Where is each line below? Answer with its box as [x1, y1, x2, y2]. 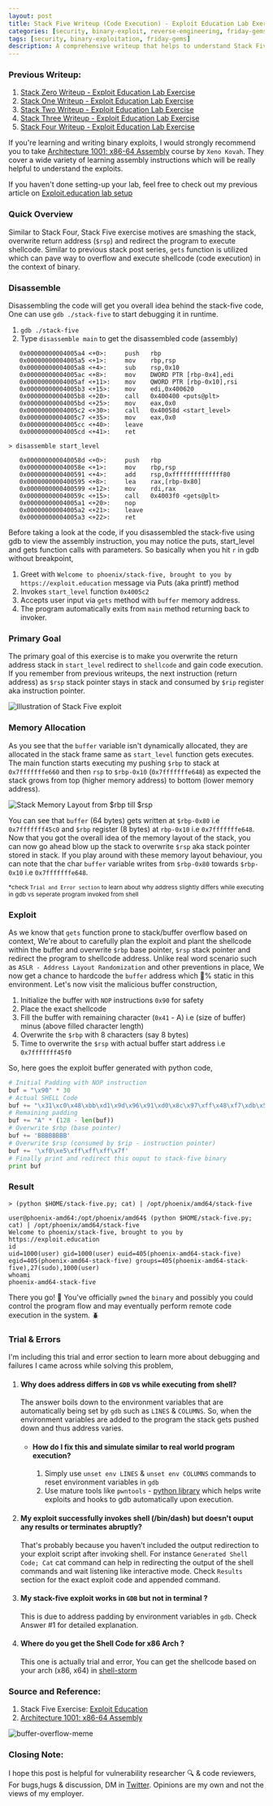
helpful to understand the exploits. [8, 164, 123, 173]
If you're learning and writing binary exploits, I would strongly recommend [8, 138, 256, 147]
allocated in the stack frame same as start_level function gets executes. [8, 749, 254, 759]
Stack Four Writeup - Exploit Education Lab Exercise [19, 122, 195, 132]
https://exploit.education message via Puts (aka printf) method [19, 578, 240, 588]
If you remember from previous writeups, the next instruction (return [8, 668, 237, 678]
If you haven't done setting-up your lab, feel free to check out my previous [8, 180, 258, 190]
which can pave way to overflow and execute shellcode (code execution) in [8, 253, 262, 263]
